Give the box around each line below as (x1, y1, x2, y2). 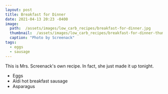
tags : (5, 40, 16, 45)
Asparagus (12, 83, 35, 89)
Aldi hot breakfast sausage (12, 78, 68, 84)
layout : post (5, 7, 32, 12)
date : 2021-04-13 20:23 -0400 (5, 16, 68, 21)
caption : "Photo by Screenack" (9, 35, 75, 40)
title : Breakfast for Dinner (5, 12, 66, 17)
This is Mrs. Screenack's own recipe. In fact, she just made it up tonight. (5, 63, 154, 69)
